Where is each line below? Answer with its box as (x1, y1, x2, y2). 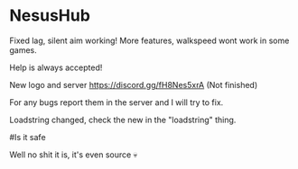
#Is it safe (9, 131, 47, 142)
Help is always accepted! (9, 62, 103, 73)
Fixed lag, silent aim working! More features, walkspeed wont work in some (9, 35, 290, 46)
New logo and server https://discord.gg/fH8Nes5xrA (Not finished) (9, 79, 258, 90)
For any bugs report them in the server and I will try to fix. (9, 96, 224, 108)
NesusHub (9, 5, 90, 26)
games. (9, 44, 38, 55)
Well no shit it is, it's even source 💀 (9, 149, 138, 160)
